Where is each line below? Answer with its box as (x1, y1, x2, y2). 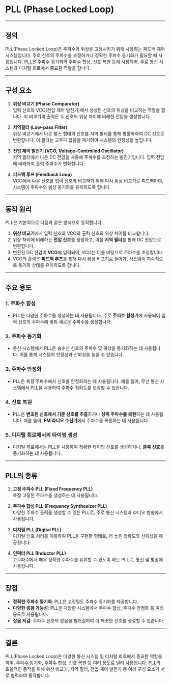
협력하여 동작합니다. (10, 672, 50, 678)
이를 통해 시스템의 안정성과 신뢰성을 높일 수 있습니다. (19, 351, 124, 358)
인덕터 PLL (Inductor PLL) (12, 550, 66, 556)
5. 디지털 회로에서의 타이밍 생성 (5, 431, 77, 439)
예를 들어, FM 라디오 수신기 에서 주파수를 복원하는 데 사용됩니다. (23, 417, 150, 423)
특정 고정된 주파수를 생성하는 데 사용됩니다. (12, 493, 99, 499)
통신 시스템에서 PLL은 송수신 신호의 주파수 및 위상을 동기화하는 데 (12, 345, 143, 351)
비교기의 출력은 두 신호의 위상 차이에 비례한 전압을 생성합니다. (28, 113, 151, 119)
